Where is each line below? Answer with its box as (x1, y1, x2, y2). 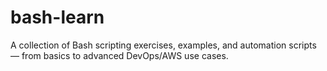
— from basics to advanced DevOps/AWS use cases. (10, 49, 229, 61)
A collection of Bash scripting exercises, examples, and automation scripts (10, 39, 317, 51)
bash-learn (10, 6, 105, 29)
